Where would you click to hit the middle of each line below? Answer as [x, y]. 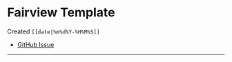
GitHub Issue [36, 44]
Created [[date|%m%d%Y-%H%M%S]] [54, 31]
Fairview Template [61, 13]
